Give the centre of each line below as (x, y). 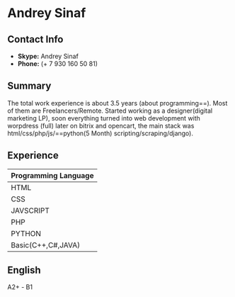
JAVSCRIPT (30, 211)
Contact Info (35, 39)
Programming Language (52, 175)
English (24, 270)
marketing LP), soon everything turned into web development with (104, 118)
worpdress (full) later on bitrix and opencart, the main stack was (101, 125)
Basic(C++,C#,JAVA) (46, 245)
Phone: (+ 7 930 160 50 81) (57, 64)
